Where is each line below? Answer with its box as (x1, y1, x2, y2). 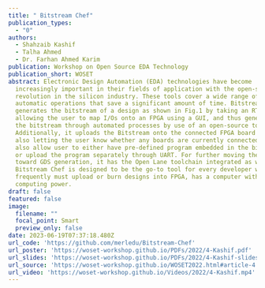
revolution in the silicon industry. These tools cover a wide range (15, 92, 248, 100)
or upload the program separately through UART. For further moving (15, 151, 245, 159)
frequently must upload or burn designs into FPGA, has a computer (15, 173, 242, 181)
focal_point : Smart (15, 217, 80, 225)
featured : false (8, 195, 62, 203)
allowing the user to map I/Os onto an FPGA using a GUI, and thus (15, 114, 242, 122)
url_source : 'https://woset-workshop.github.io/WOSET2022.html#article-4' (8, 261, 259, 269)
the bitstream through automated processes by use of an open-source (15, 122, 248, 129)
